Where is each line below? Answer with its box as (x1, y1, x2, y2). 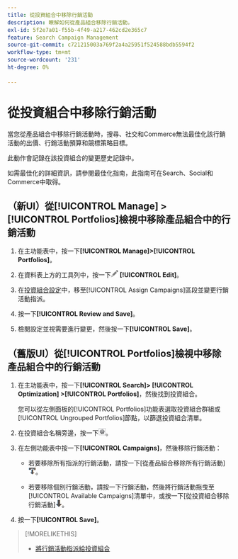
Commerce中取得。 (7, 177, 65, 186)
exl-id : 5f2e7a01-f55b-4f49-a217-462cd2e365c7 (7, 26, 147, 33)
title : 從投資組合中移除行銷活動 (7, 11, 93, 18)
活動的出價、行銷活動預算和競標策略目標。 (7, 138, 132, 147)
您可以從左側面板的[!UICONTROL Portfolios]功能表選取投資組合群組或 (17, 405, 221, 414)
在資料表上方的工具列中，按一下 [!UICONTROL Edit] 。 (17, 271, 183, 279)
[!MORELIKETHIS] (24, 530, 77, 538)
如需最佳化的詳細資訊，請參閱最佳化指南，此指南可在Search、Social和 (7, 169, 214, 177)
